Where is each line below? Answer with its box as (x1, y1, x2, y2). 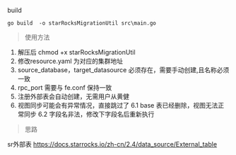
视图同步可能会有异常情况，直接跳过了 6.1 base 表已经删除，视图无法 (17, 101, 218, 109)
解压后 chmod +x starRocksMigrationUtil (17, 48, 136, 56)
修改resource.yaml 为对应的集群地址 (17, 57, 124, 65)
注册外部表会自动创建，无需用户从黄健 (17, 92, 129, 101)
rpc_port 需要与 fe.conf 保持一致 (17, 84, 112, 91)
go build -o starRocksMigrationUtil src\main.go (7, 20, 157, 27)
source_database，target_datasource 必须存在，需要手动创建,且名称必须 (17, 66, 230, 74)
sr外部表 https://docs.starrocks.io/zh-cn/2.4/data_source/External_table (7, 140, 218, 148)
